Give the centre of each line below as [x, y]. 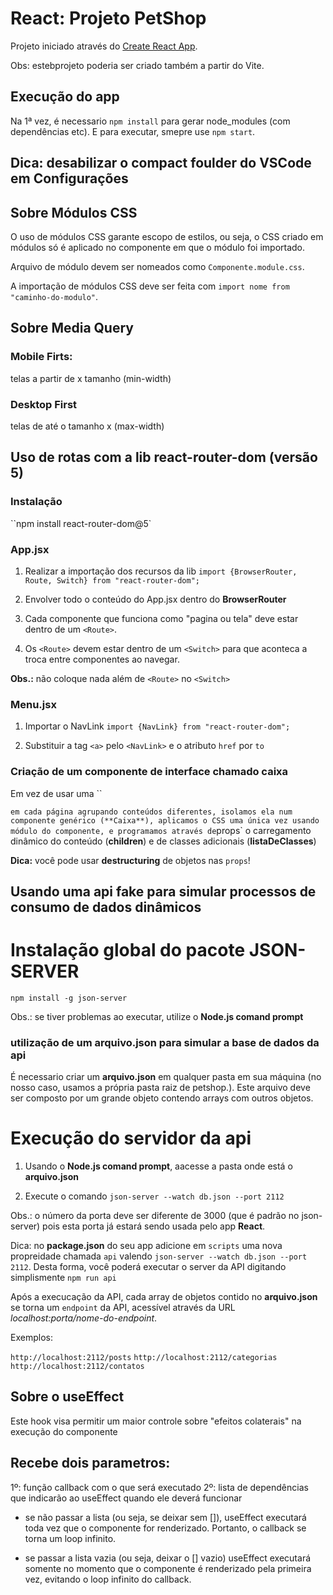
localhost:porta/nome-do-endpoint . [84, 1318]
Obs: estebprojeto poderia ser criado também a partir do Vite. [137, 65]
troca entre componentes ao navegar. [102, 659]
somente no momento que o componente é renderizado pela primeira [168, 1568]
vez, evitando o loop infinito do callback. [108, 1579]
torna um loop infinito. [70, 1538]
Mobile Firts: [41, 357]
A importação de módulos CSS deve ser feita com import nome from [150, 286]
